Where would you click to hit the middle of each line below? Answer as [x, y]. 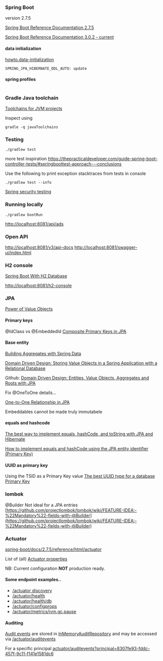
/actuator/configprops [34, 606]
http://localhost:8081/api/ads [34, 224]
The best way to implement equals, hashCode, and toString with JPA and [79, 434]
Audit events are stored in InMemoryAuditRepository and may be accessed [81, 634]
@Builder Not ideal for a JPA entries [41, 505]
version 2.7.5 [18, 18]
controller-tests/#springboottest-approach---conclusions [64, 164]
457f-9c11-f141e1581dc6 [30, 654]
